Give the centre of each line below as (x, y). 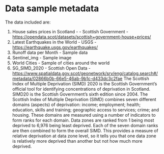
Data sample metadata (52, 9)
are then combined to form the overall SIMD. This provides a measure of (85, 130)
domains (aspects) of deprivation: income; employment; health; (76, 104)
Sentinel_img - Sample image (42, 57)
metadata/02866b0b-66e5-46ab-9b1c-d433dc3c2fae (67, 78)
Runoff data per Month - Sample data (50, 52)
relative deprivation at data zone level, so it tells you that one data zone (84, 136)
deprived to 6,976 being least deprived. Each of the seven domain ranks (85, 125)
